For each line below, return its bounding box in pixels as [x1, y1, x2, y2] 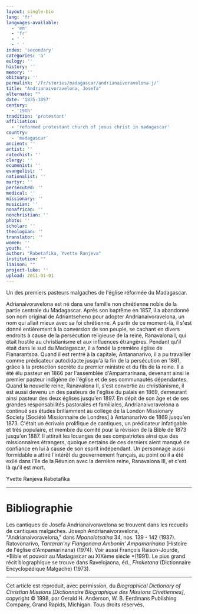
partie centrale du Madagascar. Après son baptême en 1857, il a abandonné [6, 306, 190, 314]
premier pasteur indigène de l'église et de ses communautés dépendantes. [6, 376, 188, 383]
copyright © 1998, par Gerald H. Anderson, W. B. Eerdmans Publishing [6, 594, 177, 602]
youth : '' [6, 245, 31, 251]
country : [6, 130, 28, 136]
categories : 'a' [6, 53, 46, 59]
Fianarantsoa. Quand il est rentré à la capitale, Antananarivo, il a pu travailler [6, 350, 192, 358]
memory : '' [6, 69, 33, 75]
